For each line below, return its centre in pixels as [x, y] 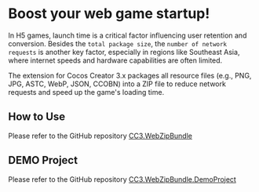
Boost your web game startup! [109, 14]
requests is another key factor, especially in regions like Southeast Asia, [124, 52]
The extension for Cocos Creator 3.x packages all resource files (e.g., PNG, [130, 75]
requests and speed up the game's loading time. [86, 92]
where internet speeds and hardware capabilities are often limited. [115, 60]
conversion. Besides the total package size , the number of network [118, 43]
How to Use [37, 117]
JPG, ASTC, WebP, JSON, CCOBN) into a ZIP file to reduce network [117, 84]
